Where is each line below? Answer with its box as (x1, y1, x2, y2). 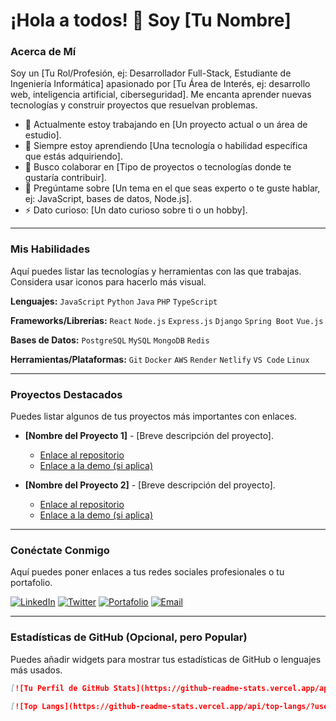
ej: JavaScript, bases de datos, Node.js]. (24, 193, 192, 205)
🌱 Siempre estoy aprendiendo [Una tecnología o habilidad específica (24, 140, 308, 152)
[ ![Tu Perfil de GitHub (10, 683, 110, 693)
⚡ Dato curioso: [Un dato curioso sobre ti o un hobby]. (24, 204, 248, 216)
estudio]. (24, 129, 62, 141)
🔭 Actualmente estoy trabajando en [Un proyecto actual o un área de (24, 119, 308, 131)
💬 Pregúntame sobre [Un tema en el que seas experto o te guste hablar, (24, 182, 321, 194)
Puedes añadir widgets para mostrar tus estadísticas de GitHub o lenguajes (10, 653, 322, 665)
